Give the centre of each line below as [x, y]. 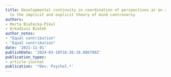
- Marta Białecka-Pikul [31, 24]
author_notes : [20, 33]
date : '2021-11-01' [26, 48]
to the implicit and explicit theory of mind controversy [73, 15]
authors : [15, 19]
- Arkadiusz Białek [26, 29]
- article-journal [25, 62]
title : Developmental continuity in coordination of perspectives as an [84, 10]
